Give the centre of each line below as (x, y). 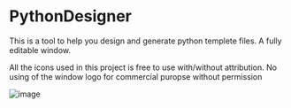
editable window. (40, 50)
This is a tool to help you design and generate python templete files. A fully (145, 41)
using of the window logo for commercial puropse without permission (136, 76)
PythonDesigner (71, 16)
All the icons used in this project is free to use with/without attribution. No (143, 67)
